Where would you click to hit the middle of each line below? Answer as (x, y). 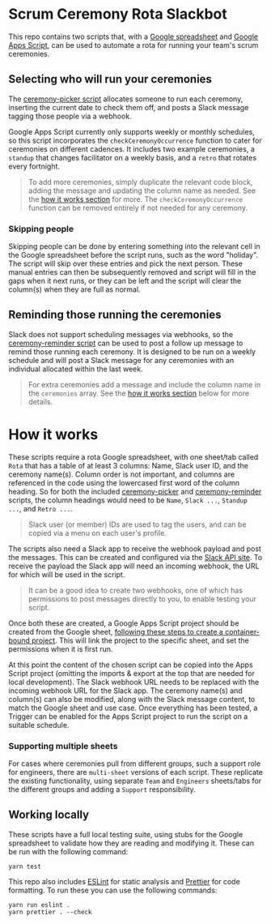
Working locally (49, 815)
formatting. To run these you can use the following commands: (113, 890)
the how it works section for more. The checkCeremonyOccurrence (135, 199)
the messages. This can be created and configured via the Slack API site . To (135, 557)
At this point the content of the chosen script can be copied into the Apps (131, 665)
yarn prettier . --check (50, 912)
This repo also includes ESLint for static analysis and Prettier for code (124, 881)
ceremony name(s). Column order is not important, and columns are (122, 474)
